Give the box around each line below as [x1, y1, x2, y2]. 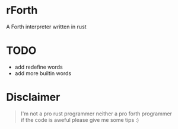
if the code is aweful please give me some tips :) [20, 116, 139, 123]
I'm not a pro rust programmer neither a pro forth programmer [20, 110, 172, 117]
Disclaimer [6, 91, 61, 104]
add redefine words [14, 63, 63, 70]
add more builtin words [14, 69, 72, 77]
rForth [6, 4, 38, 17]
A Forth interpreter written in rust [6, 23, 87, 30]
